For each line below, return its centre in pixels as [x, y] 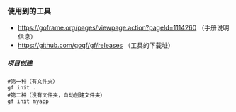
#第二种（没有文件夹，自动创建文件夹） [57, 95]
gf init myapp [28, 101]
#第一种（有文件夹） [33, 82]
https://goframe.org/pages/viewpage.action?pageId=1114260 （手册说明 [123, 28]
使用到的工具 [29, 11]
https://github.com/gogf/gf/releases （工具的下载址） [96, 45]
